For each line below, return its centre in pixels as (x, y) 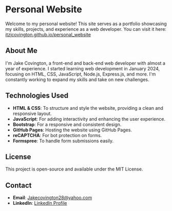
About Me (21, 51)
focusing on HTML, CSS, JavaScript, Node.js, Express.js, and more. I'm (81, 74)
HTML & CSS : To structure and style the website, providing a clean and (88, 108)
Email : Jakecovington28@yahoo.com (52, 198)
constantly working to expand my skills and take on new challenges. (78, 79)
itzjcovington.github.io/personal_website (48, 34)
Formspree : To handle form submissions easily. (63, 141)
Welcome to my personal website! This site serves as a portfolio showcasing (86, 24)
